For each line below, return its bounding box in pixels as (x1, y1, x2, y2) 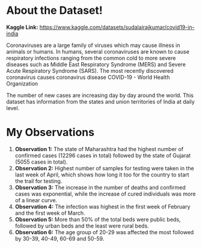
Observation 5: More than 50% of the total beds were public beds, (14, 215, 181, 223)
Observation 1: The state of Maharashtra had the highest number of (14, 145, 184, 152)
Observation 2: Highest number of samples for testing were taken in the (14, 164, 194, 172)
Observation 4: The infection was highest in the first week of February (14, 203, 191, 210)
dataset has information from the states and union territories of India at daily (6, 98, 195, 105)
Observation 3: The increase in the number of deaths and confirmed (14, 184, 186, 191)
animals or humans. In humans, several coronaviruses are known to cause (6, 48, 189, 55)
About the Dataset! (6, 4, 103, 17)
